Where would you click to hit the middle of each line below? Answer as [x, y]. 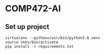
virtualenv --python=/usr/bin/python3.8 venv [52, 38]
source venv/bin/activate [32, 42]
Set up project [27, 27]
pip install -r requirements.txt [39, 47]
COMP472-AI [33, 9]
